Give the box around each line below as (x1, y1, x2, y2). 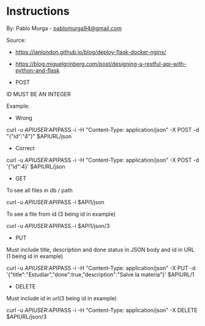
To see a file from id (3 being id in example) (6, 210, 116, 218)
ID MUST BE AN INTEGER (6, 90, 72, 97)
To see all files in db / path (6, 186, 73, 194)
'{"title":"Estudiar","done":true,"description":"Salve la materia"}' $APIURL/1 (6, 271, 195, 278)
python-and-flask (15, 66, 60, 74)
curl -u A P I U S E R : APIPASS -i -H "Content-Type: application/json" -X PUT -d (6, 264, 196, 271)
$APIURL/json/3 (6, 313, 47, 320)
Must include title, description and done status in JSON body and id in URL (6, 246, 195, 253)
